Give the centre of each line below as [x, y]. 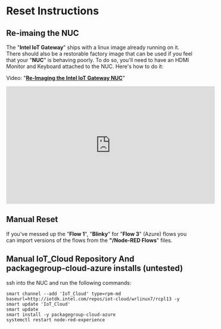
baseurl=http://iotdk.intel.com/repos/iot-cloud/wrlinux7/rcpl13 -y [93, 299]
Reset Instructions [53, 11]
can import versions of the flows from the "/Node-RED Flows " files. [89, 240]
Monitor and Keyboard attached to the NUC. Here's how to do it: [85, 66]
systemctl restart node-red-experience [56, 320]
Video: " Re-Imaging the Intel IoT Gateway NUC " [66, 78]
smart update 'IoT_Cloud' [38, 304]
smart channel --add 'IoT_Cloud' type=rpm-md [63, 294]
